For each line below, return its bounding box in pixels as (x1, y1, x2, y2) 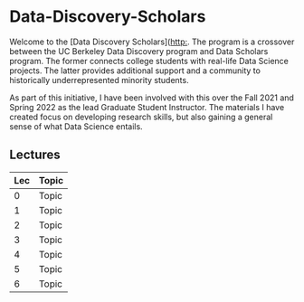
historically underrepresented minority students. (9, 74, 189, 85)
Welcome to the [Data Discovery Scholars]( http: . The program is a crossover (9, 36, 295, 47)
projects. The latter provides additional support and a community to (9, 65, 261, 76)
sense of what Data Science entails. (9, 120, 143, 132)
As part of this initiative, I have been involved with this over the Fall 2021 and (9, 92, 294, 103)
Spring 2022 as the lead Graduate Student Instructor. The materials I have (9, 101, 285, 112)
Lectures (9, 147, 61, 163)
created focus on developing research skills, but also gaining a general (9, 111, 273, 122)
